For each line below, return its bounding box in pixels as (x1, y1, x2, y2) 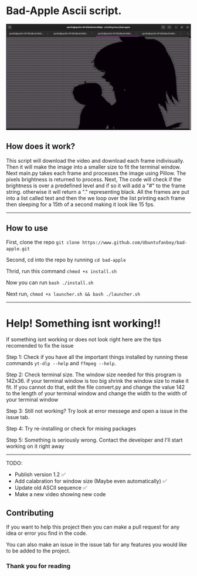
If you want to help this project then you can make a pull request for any (6, 524, 180, 531)
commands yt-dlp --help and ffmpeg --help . (6, 360, 116, 367)
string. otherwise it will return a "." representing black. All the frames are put (6, 188, 189, 195)
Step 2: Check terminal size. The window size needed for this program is (6, 371, 182, 378)
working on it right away (6, 443, 64, 450)
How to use (6, 223, 48, 233)
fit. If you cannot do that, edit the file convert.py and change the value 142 (6, 383, 185, 391)
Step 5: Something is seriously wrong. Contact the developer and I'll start (6, 436, 183, 444)
